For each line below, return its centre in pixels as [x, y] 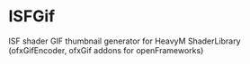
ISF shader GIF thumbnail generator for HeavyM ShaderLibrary [125, 41]
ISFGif [32, 16]
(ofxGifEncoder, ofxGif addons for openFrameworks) [106, 50]
